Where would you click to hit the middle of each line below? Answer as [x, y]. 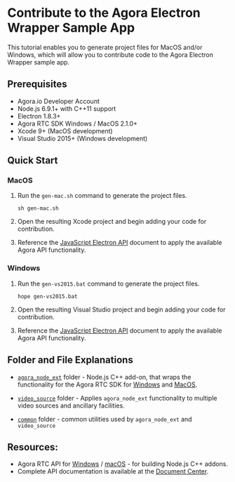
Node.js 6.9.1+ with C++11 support [67, 108]
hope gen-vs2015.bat [47, 296]
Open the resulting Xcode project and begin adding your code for [112, 222]
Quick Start [33, 160]
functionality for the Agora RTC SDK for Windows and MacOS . [107, 384]
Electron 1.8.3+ [39, 116]
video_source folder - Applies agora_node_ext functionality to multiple [117, 398]
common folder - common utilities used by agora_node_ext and [105, 419]
